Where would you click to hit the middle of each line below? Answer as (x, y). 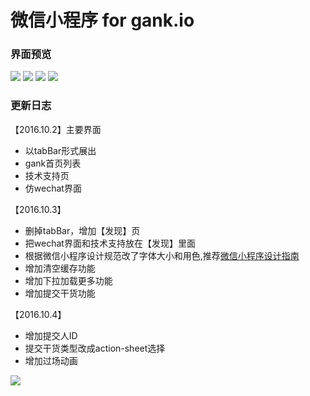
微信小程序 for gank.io (102, 20)
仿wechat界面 (53, 188)
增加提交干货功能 (60, 293)
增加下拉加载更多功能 (68, 280)
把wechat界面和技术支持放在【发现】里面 (110, 243)
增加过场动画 (51, 360)
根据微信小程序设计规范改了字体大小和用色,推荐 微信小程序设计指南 (162, 255)
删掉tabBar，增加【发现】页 (82, 230)
